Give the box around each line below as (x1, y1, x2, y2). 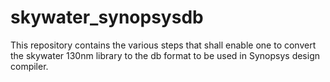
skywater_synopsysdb (10, 6, 204, 29)
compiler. (10, 60, 49, 72)
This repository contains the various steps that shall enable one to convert (10, 39, 317, 51)
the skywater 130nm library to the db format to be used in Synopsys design (10, 49, 321, 61)
